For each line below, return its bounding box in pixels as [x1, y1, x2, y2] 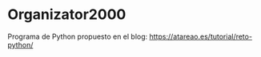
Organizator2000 [7, 6, 126, 24]
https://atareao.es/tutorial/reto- [149, 32, 253, 41]
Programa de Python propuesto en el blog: [7, 32, 148, 41]
